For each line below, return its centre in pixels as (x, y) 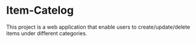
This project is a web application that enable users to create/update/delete (98, 27)
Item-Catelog (40, 10)
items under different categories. (47, 33)
